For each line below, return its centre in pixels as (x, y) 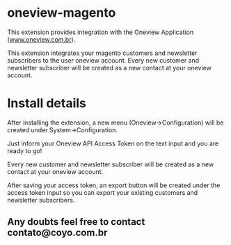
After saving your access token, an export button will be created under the (114, 185)
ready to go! (25, 150)
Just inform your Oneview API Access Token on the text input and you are (113, 143)
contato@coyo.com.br (57, 233)
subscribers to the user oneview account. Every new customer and (103, 60)
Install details (47, 103)
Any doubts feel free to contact (76, 222)
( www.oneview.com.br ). (41, 39)
